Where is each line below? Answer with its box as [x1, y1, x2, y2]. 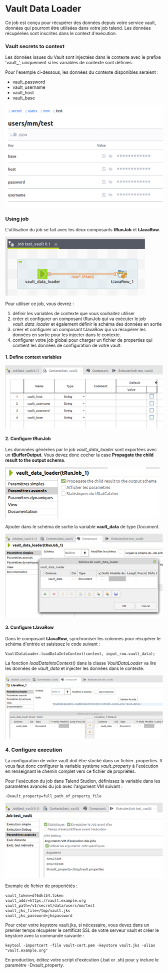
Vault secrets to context [5, 43, 65, 50]
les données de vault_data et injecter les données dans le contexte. [5, 665, 144, 671]
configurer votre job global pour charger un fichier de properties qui [12, 337, 152, 343]
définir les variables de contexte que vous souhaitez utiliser [12, 311, 135, 317]
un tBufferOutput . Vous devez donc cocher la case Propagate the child [5, 452, 154, 458]
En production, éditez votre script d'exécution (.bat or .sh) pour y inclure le [5, 957, 159, 963]
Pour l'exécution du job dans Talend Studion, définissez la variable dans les [5, 778, 161, 784]
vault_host [12, 90, 34, 96]
